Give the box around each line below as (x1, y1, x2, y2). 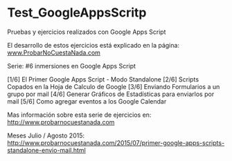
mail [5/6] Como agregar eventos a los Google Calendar (7, 97, 167, 105)
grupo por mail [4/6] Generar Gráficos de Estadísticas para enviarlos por (7, 90, 215, 98)
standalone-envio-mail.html (7, 146, 87, 154)
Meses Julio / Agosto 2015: (7, 131, 85, 140)
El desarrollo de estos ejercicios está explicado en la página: (7, 41, 180, 49)
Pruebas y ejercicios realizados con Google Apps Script (7, 28, 166, 36)
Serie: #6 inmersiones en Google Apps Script (7, 61, 136, 70)
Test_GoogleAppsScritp (7, 5, 147, 21)
